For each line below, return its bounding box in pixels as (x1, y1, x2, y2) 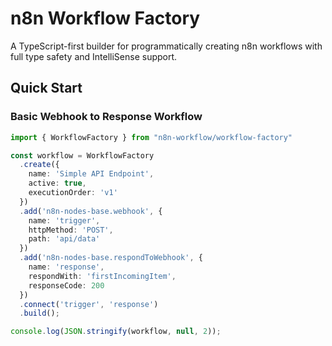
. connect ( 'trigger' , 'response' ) (19, 299, 159, 309)
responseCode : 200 (28, 280, 105, 291)
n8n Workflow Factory (10, 7, 201, 30)
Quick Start (10, 80, 83, 97)
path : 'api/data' (28, 234, 101, 244)
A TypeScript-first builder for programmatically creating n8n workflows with (10, 40, 323, 52)
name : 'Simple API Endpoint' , (28, 169, 155, 179)
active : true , (28, 178, 87, 189)
